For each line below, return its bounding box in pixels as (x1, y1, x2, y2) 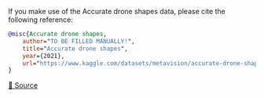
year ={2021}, (22, 52, 65, 60)
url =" (22, 59, 41, 67)
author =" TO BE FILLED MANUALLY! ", (22, 37, 135, 45)
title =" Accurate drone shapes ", (22, 45, 128, 53)
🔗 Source (8, 81, 38, 90)
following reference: (8, 15, 73, 24)
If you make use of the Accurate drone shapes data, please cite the (8, 7, 225, 16)
